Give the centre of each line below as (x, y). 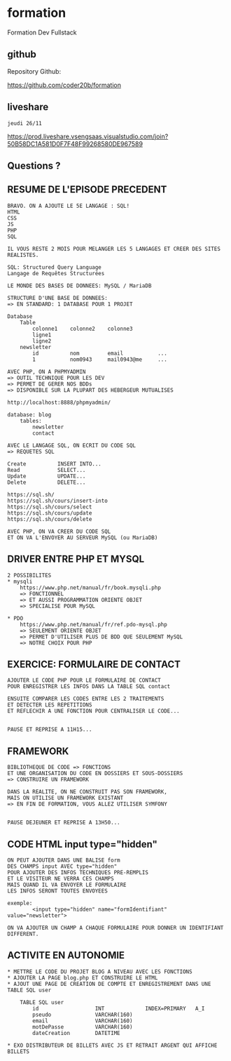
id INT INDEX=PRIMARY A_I (119, 1008)
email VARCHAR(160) (83, 1021)
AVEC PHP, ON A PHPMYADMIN (47, 371)
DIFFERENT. (23, 934)
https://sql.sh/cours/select (50, 507)
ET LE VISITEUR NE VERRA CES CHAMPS (61, 879)
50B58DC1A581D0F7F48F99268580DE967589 (75, 144)
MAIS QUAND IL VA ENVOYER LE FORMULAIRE (67, 885)
